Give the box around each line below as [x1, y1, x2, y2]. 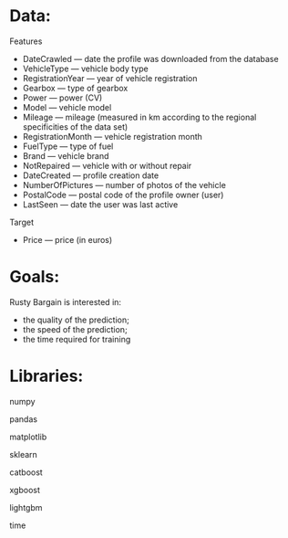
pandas [9, 413, 38, 425]
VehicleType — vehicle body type [22, 63, 149, 74]
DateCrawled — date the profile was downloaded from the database [22, 53, 280, 64]
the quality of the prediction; [22, 314, 129, 325]
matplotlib [9, 431, 47, 442]
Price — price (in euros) [22, 234, 113, 245]
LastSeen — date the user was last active [22, 198, 179, 210]
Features [9, 36, 43, 47]
